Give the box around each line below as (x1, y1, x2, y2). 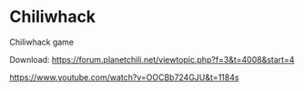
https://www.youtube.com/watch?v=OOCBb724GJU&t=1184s (9, 71, 239, 83)
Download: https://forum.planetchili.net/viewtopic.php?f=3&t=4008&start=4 (9, 54, 295, 65)
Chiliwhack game (9, 36, 75, 47)
